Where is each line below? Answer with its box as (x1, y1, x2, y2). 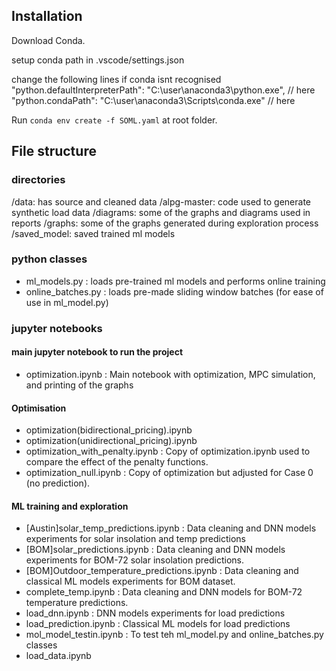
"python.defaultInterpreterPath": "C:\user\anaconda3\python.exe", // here (11, 84, 316, 96)
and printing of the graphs (25, 379, 134, 391)
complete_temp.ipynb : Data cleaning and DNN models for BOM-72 (25, 586, 303, 598)
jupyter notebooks (11, 321, 103, 335)
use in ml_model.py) (25, 296, 109, 308)
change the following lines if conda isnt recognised (11, 73, 222, 85)
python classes (11, 252, 88, 266)
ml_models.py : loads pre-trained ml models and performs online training (25, 275, 326, 287)
